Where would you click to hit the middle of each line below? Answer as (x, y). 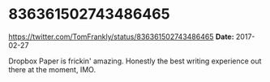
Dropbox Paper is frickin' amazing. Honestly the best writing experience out (135, 61)
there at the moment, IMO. (52, 69)
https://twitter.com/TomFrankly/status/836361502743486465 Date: (121, 37)
